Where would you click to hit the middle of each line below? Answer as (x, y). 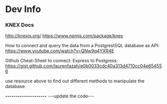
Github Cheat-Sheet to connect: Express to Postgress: (62, 61)
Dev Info (23, 9)
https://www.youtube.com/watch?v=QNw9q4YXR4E (60, 51)
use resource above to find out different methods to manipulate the (75, 81)
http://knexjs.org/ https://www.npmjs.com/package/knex (64, 36)
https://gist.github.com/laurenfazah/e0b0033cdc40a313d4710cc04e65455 (84, 66)
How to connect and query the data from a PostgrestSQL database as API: (82, 46)
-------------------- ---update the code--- (50, 96)
